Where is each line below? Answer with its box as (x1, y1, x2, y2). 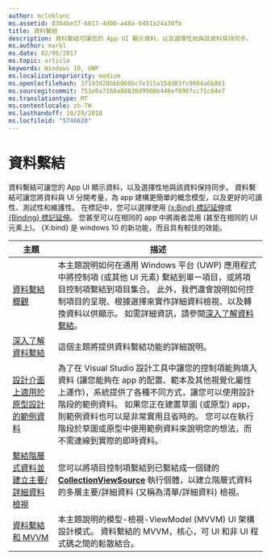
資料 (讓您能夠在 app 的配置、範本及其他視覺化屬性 (57, 374, 252, 386)
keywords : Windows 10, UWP (8, 65, 99, 73)
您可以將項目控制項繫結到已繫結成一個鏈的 (57, 462, 220, 473)
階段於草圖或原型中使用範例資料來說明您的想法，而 (57, 423, 252, 434)
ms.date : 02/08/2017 (8, 49, 78, 57)
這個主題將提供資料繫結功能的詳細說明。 (57, 341, 212, 352)
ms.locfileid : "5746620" (8, 117, 92, 125)
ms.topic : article (8, 57, 70, 65)
